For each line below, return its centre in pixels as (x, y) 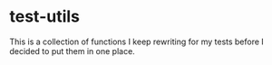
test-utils (44, 17)
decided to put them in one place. (73, 51)
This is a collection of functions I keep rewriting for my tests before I (137, 42)
